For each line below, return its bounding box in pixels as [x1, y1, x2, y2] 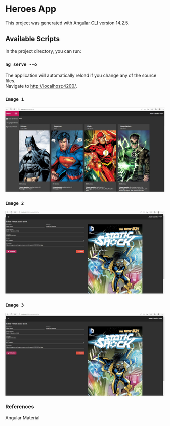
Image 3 [5, 302, 24, 308]
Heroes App [5, 3, 57, 15]
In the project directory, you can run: [5, 48, 81, 54]
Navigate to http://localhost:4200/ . [5, 83, 77, 89]
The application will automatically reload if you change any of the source [5, 72, 157, 79]
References [5, 403, 34, 410]
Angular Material [5, 414, 40, 421]
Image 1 [5, 96, 24, 102]
